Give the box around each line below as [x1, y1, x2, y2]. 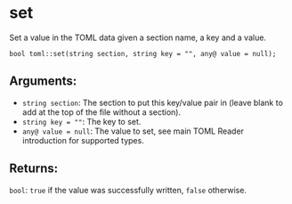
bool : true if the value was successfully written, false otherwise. [9, 184, 247, 195]
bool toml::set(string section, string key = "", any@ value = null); [9, 49, 277, 58]
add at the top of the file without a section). [21, 106, 181, 118]
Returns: [9, 161, 59, 176]
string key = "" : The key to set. [21, 116, 142, 126]
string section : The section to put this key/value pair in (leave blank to [21, 97, 283, 108]
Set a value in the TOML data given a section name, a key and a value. [9, 32, 267, 43]
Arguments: [9, 74, 77, 89]
